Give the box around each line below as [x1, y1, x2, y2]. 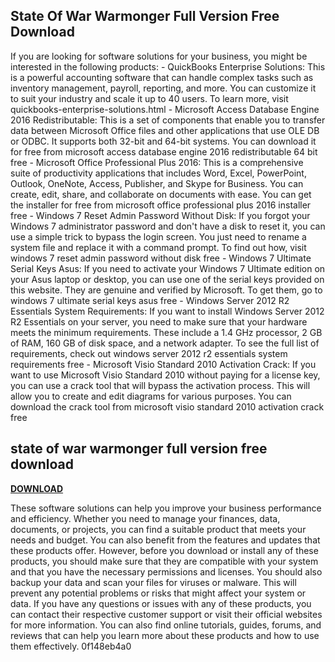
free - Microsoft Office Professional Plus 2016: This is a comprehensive [10, 156, 304, 168]
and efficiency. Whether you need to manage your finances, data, [10, 512, 281, 524]
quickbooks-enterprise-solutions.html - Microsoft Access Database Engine [10, 103, 320, 115]
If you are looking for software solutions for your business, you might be [10, 50, 308, 62]
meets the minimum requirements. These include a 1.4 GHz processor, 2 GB [10, 326, 323, 338]
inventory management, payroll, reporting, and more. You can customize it [10, 82, 317, 94]
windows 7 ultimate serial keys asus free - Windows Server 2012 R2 [10, 294, 290, 306]
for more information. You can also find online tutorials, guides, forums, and [10, 619, 322, 631]
